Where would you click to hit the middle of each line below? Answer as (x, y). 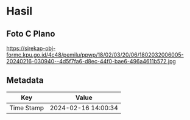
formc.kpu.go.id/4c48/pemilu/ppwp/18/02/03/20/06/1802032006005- (95, 55)
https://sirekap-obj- (31, 48)
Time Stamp (27, 108)
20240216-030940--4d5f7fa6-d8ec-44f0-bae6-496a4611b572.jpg (91, 61)
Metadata (25, 80)
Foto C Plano (31, 34)
